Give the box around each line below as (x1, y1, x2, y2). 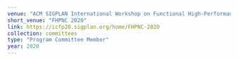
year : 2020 (7, 43, 40, 50)
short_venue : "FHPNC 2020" (7, 17, 87, 24)
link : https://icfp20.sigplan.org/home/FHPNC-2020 (7, 23, 160, 30)
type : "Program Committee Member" (7, 36, 110, 43)
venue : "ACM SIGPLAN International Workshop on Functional (7, 10, 186, 18)
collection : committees (7, 29, 78, 37)
